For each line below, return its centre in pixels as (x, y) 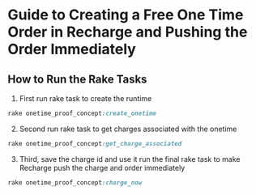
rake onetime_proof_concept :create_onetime (82, 113)
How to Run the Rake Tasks (77, 79)
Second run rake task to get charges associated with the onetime (128, 129)
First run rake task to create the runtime (85, 98)
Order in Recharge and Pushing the (128, 32)
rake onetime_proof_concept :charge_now (75, 182)
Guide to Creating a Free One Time (126, 15)
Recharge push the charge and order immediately (102, 167)
